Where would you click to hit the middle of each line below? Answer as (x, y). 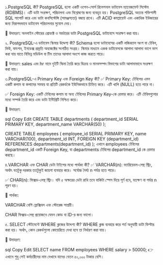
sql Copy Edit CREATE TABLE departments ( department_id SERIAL (72, 119)
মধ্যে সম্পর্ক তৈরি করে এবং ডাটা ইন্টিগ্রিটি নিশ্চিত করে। (42, 100)
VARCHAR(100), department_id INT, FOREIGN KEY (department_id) (72, 139)
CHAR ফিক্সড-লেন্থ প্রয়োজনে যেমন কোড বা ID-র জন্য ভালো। (49, 215)
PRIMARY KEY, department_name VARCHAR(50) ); (56, 124)
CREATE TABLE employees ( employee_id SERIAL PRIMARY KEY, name (76, 134)
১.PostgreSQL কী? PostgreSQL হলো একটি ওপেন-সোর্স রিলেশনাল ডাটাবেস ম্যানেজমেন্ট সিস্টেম (77, 7)
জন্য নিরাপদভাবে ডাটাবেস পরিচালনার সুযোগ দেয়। (39, 23)
